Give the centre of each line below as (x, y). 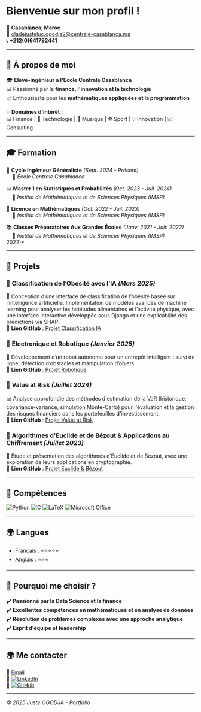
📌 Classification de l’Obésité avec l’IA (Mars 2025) (81, 283)
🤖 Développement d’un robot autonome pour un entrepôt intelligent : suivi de (100, 357)
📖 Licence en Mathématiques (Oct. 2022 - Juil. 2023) (73, 208)
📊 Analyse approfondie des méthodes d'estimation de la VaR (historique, (96, 398)
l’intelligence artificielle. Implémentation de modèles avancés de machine (96, 303)
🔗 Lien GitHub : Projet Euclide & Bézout (55, 469)
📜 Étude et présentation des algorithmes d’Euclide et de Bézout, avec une (97, 456)
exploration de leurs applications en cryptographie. (69, 462)
